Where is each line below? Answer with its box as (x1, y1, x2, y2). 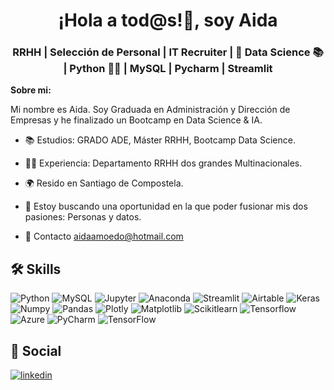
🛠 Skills (10, 260, 62, 278)
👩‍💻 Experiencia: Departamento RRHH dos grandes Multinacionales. (24, 157, 303, 169)
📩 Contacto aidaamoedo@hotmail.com (24, 230, 184, 243)
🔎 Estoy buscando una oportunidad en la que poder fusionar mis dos (24, 200, 308, 213)
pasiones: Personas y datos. (24, 211, 142, 223)
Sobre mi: (10, 84, 52, 96)
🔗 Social (10, 342, 62, 359)
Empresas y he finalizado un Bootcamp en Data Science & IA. (10, 114, 263, 126)
